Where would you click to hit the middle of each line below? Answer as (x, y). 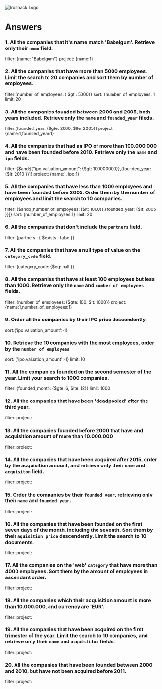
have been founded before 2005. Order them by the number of (80, 192)
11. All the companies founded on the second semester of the (78, 372)
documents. (20, 542)
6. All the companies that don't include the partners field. (73, 227)
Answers (24, 27)
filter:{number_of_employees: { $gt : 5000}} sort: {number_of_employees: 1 (80, 94)
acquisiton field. (25, 471)
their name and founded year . (38, 501)
